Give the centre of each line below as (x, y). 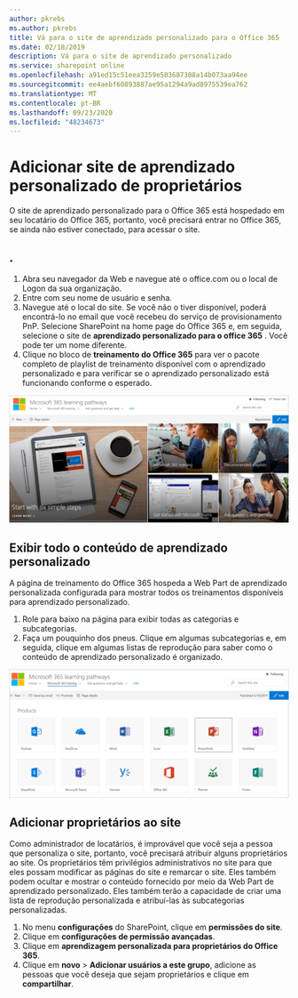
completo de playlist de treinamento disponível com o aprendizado (144, 364)
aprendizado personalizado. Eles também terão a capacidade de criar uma (145, 891)
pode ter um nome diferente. (74, 345)
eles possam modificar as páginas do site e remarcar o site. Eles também (143, 873)
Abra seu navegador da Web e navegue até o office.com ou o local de (149, 279)
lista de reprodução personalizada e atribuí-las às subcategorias (127, 901)
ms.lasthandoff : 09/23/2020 (61, 113)
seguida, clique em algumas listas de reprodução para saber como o (147, 648)
